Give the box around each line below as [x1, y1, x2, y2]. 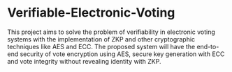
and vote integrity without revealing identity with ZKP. [7, 57, 162, 65]
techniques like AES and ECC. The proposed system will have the [7, 42, 196, 51]
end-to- [196, 42, 219, 51]
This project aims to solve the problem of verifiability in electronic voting [7, 28, 215, 36]
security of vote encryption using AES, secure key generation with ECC [20, 50, 225, 58]
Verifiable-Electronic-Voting [7, 5, 175, 21]
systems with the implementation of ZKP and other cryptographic [7, 35, 196, 43]
